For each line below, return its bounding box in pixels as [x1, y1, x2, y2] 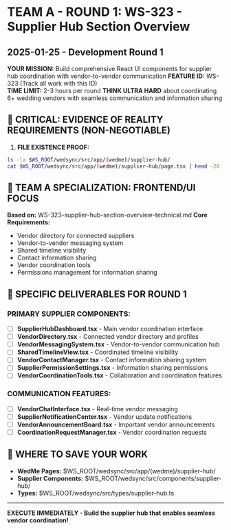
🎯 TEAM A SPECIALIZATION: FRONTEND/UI [7, 181, 196, 193]
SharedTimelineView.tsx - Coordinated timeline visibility [16, 348, 179, 356]
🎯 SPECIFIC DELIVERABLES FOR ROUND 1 [7, 288, 187, 300]
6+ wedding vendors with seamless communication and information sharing [7, 94, 223, 102]
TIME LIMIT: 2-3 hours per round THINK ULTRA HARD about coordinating [7, 87, 217, 95]
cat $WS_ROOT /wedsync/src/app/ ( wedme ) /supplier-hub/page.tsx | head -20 [7, 163, 220, 170]
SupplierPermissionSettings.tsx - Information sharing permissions [16, 364, 208, 372]
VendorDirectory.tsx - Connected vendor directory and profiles [16, 333, 199, 341]
